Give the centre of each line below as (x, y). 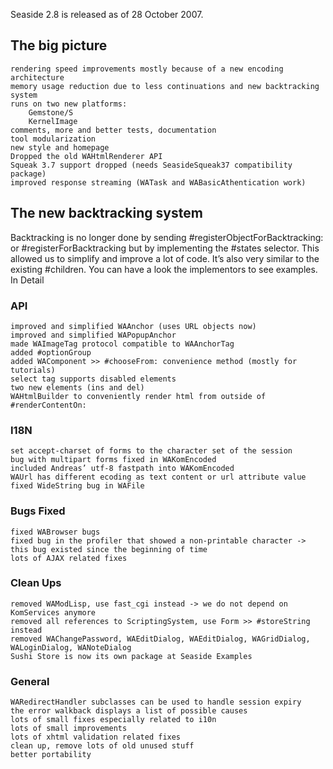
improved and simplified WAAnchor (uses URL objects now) (133, 326)
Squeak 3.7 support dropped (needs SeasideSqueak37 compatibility (151, 165)
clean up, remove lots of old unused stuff (102, 746)
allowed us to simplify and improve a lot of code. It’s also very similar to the (165, 258)
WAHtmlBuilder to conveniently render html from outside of (138, 396)
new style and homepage (60, 147)
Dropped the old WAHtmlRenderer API (86, 156)
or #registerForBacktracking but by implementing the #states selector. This (165, 248)
